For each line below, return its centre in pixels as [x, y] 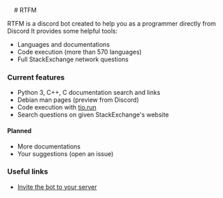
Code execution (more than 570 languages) [80, 52]
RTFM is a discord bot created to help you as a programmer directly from [112, 23]
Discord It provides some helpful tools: [63, 31]
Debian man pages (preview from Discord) [78, 100]
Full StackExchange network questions [73, 59]
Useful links [28, 172]
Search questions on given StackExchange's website [93, 115]
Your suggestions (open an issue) [65, 153]
